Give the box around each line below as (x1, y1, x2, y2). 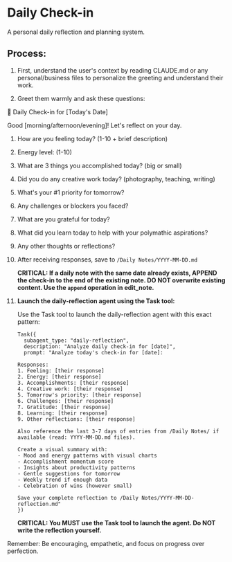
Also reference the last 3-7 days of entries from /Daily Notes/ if (17, 428, 220, 435)
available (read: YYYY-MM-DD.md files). (17, 434, 136, 441)
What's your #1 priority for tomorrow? (17, 188, 125, 197)
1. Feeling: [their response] (17, 367, 105, 374)
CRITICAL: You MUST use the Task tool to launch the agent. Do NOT (17, 518, 216, 527)
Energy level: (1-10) (17, 147, 73, 156)
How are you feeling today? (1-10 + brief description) (17, 134, 168, 143)
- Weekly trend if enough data (17, 476, 108, 483)
